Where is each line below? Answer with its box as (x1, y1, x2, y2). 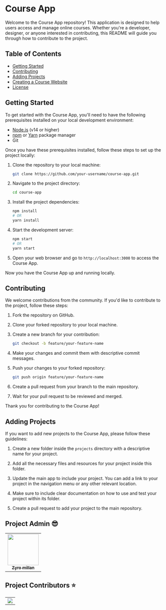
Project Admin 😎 (5, 519, 58, 528)
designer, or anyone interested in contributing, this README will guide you (5, 30, 157, 36)
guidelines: (5, 436, 28, 442)
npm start (12, 236, 33, 241)
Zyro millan (11, 565, 35, 570)
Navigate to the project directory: (12, 180, 80, 187)
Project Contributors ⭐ (5, 581, 76, 590)
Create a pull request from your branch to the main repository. (12, 384, 139, 390)
